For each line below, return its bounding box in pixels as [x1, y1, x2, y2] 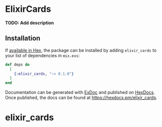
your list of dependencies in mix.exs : [5, 52, 80, 58]
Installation [5, 34, 40, 42]
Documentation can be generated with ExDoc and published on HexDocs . [5, 89, 155, 95]
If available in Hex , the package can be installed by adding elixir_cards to [5, 47, 157, 53]
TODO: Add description [5, 20, 54, 26]
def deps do [5, 62, 30, 67]
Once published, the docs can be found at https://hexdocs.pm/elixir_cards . [5, 95, 158, 101]
